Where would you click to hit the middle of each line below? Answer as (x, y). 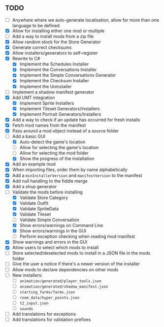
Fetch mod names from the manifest (49, 125)
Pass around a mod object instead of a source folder (66, 131)
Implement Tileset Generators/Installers (60, 108)
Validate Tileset (35, 214)
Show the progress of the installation (57, 159)
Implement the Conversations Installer (58, 70)
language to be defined (36, 25)
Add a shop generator (34, 186)
